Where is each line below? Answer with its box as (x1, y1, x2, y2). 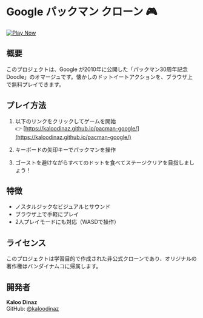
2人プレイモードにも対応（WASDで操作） (15, 218, 120, 226)
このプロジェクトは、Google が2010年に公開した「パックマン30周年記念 (6, 66, 188, 73)
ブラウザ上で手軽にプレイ (15, 211, 79, 218)
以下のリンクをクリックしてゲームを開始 (15, 117, 116, 124)
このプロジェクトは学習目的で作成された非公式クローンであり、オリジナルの (6, 255, 197, 262)
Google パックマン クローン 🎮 (6, 5, 158, 19)
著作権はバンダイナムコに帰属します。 (6, 263, 102, 270)
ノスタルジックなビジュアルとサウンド (15, 203, 111, 211)
